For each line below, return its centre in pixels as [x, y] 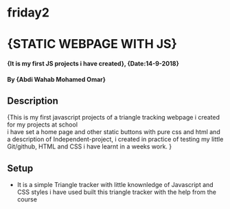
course [27, 199]
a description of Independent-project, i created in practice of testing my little [115, 140]
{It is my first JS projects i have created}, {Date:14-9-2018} [93, 63]
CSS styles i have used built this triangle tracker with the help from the [117, 192]
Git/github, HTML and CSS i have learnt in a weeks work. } [90, 146]
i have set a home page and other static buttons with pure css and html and [114, 132]
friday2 [28, 13]
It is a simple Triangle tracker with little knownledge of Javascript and [115, 185]
